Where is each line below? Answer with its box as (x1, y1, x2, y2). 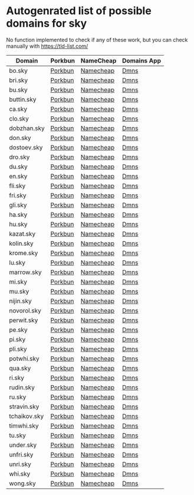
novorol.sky (9, 306, 41, 314)
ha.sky (9, 210, 28, 219)
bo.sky (9, 66, 28, 74)
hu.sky (9, 220, 28, 228)
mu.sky (9, 287, 29, 295)
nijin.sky (9, 297, 32, 305)
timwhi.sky (9, 421, 40, 429)
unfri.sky (9, 450, 34, 458)
